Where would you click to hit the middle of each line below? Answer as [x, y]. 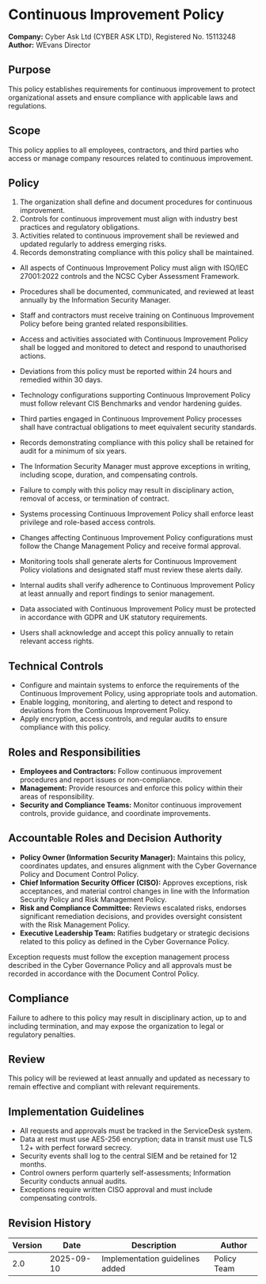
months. [33, 1164]
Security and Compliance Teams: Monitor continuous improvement [131, 805]
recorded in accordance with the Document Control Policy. [104, 973]
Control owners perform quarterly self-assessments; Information [125, 1173]
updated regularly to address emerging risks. [93, 244]
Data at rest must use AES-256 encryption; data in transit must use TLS [136, 1139]
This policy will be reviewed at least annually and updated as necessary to [129, 1078]
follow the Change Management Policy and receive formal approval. [130, 546]
